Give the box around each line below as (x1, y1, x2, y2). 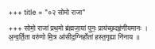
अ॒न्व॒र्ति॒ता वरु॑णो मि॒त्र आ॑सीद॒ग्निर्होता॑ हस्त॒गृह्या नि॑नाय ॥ (8, 32, 140, 41)
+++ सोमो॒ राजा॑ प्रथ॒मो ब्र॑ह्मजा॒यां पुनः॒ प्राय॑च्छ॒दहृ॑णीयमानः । (8, 24, 149, 32)
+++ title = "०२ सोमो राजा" (8, 8, 86, 17)
